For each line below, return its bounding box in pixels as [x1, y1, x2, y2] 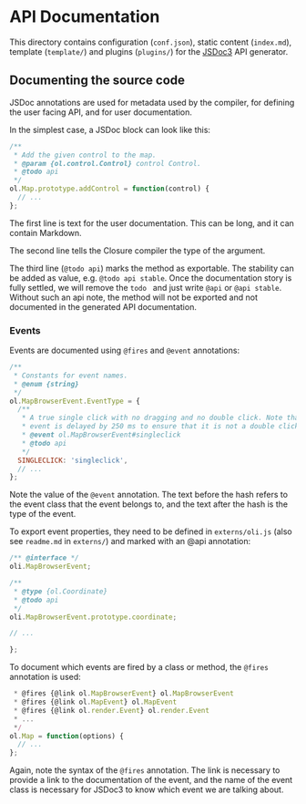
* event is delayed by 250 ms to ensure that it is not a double [21, 422, 275, 431]
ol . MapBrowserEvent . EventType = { [9, 397, 141, 406]
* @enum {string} [13, 379, 79, 388]
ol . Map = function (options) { [9, 731, 125, 740]
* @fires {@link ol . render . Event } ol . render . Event [13, 706, 209, 715]
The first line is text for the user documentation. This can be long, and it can [9, 217, 294, 229]
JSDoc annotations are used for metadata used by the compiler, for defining [9, 97, 295, 108]
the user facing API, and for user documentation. [9, 107, 193, 118]
